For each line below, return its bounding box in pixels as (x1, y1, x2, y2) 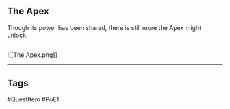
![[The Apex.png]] (7, 51, 58, 59)
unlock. (7, 31, 29, 39)
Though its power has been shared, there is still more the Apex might (7, 23, 202, 32)
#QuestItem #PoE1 (7, 95, 60, 104)
